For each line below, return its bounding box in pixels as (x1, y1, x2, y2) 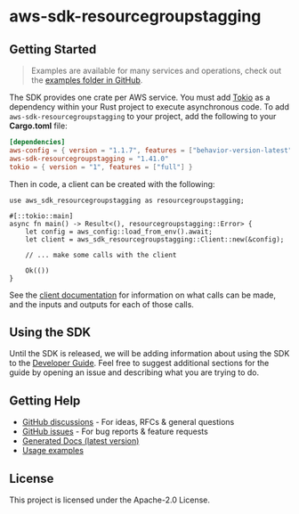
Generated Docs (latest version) (21, 436, 140, 446)
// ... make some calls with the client (25, 250, 177, 259)
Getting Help (9, 393, 81, 408)
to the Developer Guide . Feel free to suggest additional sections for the (9, 358, 270, 369)
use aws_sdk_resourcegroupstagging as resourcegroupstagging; (9, 196, 245, 205)
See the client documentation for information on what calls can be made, (9, 290, 276, 300)
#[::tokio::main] (9, 211, 74, 220)
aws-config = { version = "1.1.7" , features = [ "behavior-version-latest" (9, 145, 293, 155)
